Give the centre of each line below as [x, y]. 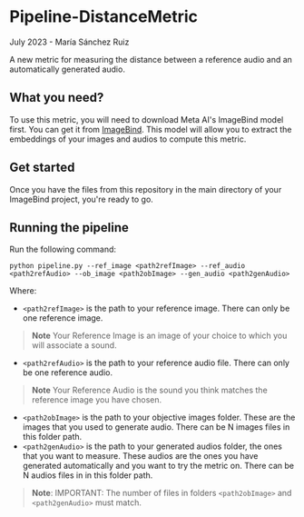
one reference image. [63, 318]
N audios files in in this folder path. [88, 475]
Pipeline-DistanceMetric [103, 17]
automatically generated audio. [67, 69]
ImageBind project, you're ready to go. [82, 199]
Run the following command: [63, 249]
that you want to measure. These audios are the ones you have [140, 456]
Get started [42, 168]
